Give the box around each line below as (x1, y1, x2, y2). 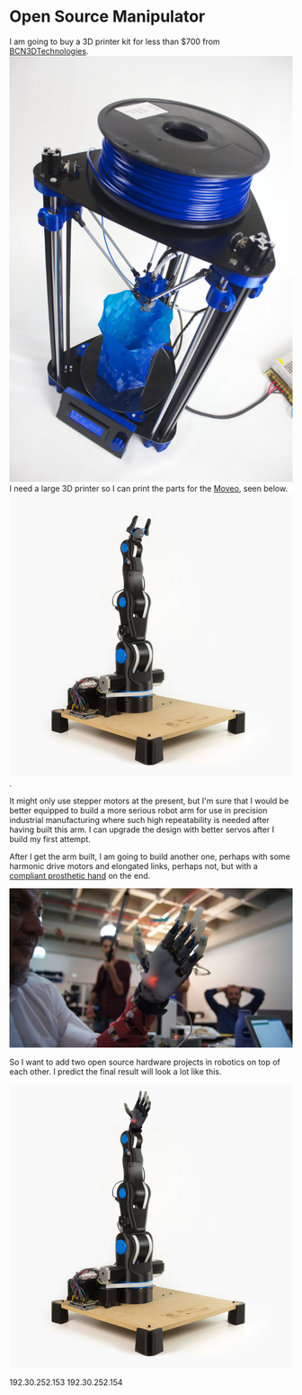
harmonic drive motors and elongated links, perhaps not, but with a (9, 860, 258, 871)
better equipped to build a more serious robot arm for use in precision (9, 804, 268, 816)
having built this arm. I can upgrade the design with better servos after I (9, 824, 275, 835)
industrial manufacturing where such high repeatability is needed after (9, 814, 270, 825)
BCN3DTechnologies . (9, 45, 89, 56)
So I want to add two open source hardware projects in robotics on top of (9, 1056, 281, 1067)
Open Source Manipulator (9, 6, 206, 27)
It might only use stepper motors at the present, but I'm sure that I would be (9, 795, 289, 806)
